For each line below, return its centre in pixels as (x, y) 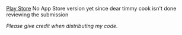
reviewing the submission (37, 15)
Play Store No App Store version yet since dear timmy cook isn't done (91, 8)
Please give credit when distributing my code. (62, 26)
